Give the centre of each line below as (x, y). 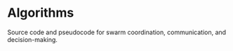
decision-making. (33, 39)
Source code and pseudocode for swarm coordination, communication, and (117, 32)
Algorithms (41, 13)
